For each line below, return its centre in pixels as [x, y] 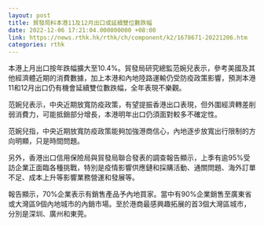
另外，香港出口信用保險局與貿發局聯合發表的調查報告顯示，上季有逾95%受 [129, 157]
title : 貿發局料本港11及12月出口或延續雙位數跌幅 [80, 23]
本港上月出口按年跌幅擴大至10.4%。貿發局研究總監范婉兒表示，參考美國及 [128, 69]
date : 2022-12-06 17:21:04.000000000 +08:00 [82, 30]
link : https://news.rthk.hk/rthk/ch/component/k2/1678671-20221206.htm [128, 37]
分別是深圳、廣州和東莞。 [49, 214]
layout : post [29, 15]
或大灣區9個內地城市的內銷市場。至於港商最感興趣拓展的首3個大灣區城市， [130, 204]
